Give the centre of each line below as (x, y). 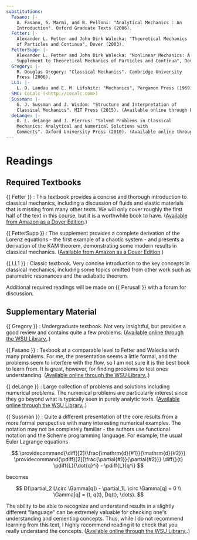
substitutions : (25, 11)
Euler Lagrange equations (37, 441)
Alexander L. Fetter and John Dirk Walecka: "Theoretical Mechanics (102, 39)
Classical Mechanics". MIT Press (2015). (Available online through (102, 110)
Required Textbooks (44, 183)
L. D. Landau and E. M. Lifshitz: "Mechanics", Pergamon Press (96, 88)
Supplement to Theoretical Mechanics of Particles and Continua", (99, 61)
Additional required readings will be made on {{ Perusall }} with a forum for (96, 287)
